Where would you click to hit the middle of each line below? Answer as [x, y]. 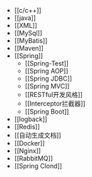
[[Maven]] [29, 48]
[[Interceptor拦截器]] [55, 103]
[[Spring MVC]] [47, 86]
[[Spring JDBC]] [48, 79]
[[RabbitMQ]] [34, 158]
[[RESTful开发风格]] [54, 95]
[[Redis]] [27, 127]
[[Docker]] [29, 143]
